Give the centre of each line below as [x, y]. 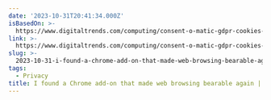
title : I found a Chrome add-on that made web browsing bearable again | [135, 83]
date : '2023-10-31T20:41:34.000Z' [67, 16]
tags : [17, 69]
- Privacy [32, 76]
